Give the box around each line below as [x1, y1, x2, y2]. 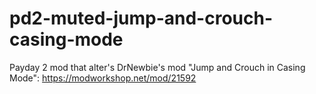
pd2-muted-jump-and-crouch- [9, 7, 273, 30]
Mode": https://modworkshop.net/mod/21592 [9, 72, 197, 84]
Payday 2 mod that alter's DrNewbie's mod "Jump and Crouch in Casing [9, 61, 306, 73]
